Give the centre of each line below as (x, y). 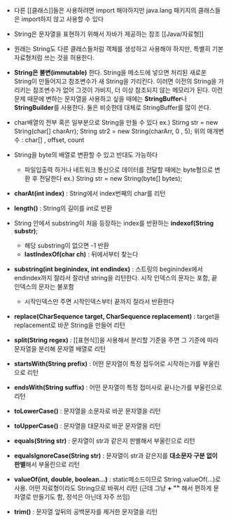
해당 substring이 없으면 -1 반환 (67, 245)
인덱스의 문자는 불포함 (44, 287)
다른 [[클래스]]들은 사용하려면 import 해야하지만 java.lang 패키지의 (105, 10)
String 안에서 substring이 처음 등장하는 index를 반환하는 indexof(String (114, 223)
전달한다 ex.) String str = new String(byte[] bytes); (111, 178)
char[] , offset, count (55, 140)
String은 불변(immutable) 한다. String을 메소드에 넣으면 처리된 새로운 (110, 73)
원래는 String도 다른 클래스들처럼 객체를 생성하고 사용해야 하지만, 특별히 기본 (119, 49)
